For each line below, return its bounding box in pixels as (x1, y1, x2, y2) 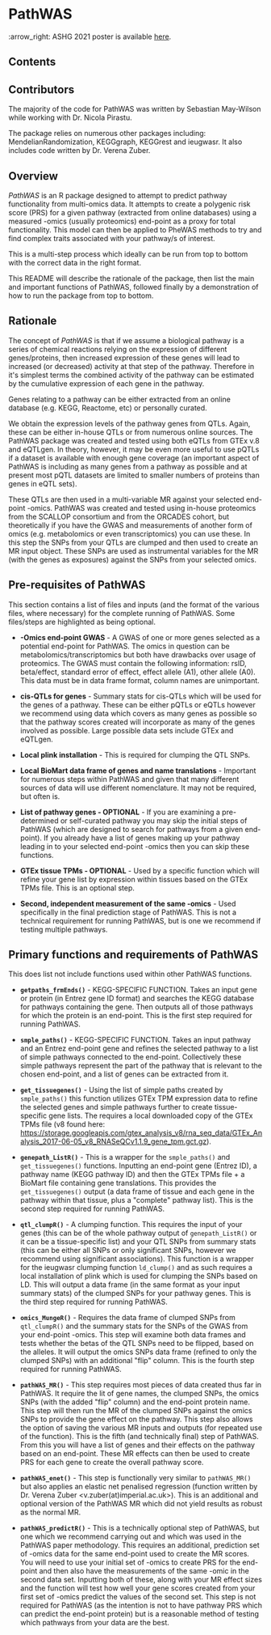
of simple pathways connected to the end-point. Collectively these (19, 1052, 242, 1062)
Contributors (8, 83, 75, 96)
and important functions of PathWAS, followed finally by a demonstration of (8, 282, 259, 291)
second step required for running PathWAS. (19, 1204, 165, 1214)
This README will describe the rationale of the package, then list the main (8, 273, 255, 283)
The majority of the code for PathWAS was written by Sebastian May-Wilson (8, 104, 261, 114)
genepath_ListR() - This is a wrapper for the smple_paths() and (19, 1153, 231, 1162)
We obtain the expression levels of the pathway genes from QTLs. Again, (8, 418, 251, 428)
